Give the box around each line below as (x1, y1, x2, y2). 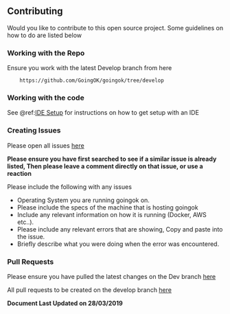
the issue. (16, 232, 45, 240)
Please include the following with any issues (7, 182, 133, 191)
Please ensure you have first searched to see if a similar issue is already (7, 155, 217, 163)
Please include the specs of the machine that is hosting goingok (16, 203, 198, 212)
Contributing (7, 5, 63, 17)
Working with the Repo (7, 48, 85, 58)
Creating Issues (7, 126, 61, 135)
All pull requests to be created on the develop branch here (7, 286, 172, 294)
